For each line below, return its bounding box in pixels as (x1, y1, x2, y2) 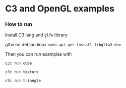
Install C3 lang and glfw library (5, 32, 68, 38)
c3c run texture (5, 70, 39, 75)
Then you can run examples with (5, 51, 72, 57)
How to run (5, 21, 32, 28)
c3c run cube (5, 61, 32, 66)
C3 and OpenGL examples (5, 3, 115, 14)
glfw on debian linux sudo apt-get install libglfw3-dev (5, 42, 122, 48)
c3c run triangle (5, 78, 41, 84)
